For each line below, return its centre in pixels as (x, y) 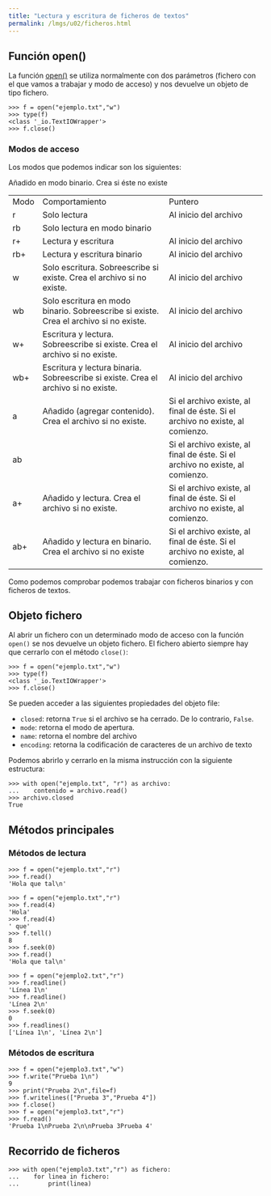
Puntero (184, 201)
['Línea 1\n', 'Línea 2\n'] (56, 1033)
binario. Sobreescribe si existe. (101, 311)
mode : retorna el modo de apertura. (77, 727)
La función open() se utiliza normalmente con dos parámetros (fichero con (132, 76)
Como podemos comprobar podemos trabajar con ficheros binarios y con (131, 581)
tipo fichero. (29, 93)
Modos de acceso (44, 149)
